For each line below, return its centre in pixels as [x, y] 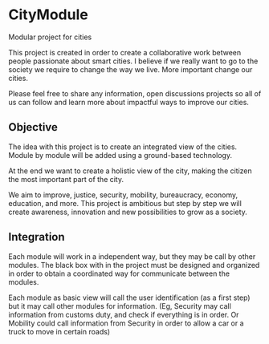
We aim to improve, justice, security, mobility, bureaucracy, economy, [123, 195]
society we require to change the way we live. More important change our [130, 69]
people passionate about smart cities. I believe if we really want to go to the [133, 61]
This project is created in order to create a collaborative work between [125, 52]
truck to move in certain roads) [59, 331]
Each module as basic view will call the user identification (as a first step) [129, 297]
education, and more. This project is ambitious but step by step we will [125, 203]
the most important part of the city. [66, 179]
